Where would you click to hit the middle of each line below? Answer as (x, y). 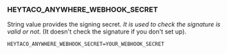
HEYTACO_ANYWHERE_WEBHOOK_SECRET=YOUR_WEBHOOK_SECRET (86, 44)
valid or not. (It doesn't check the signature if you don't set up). (97, 31)
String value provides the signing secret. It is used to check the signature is (114, 25)
